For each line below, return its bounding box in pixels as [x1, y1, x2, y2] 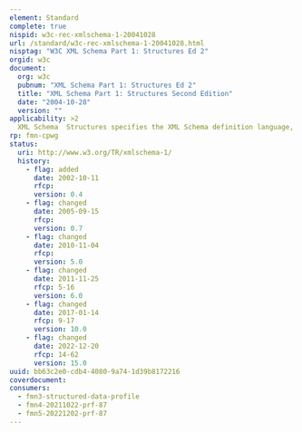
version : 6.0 [33, 291, 83, 300]
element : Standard [9, 13, 79, 23]
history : [17, 156, 51, 166]
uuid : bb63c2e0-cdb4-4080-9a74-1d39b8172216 [9, 367, 180, 376]
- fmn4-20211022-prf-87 [17, 400, 107, 410]
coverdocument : [9, 375, 67, 385]
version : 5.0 [33, 257, 83, 267]
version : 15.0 [33, 359, 88, 368]
